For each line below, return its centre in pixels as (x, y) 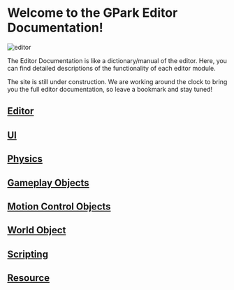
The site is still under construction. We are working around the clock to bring (117, 81)
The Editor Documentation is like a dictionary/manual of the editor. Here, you (117, 60)
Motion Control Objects (59, 206)
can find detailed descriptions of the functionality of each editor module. (112, 68)
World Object (37, 230)
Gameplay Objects (48, 182)
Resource (29, 278)
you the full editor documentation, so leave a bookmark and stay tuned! (110, 89)
